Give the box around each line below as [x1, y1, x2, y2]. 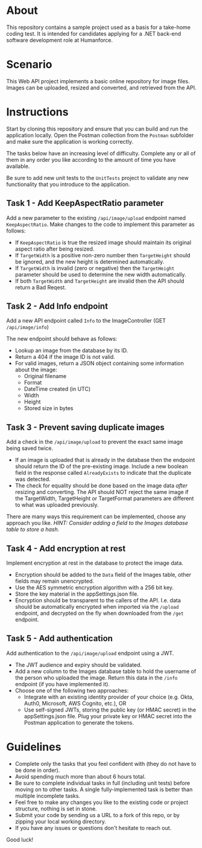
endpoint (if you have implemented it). [14, 680, 110, 687]
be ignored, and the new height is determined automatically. [14, 258, 165, 265]
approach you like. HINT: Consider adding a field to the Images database [6, 519, 189, 527]
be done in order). [14, 766, 60, 774]
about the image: [14, 366, 57, 373]
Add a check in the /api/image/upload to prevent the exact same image [6, 438, 183, 446]
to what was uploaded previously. [14, 501, 99, 509]
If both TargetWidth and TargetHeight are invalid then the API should [14, 277, 185, 284]
